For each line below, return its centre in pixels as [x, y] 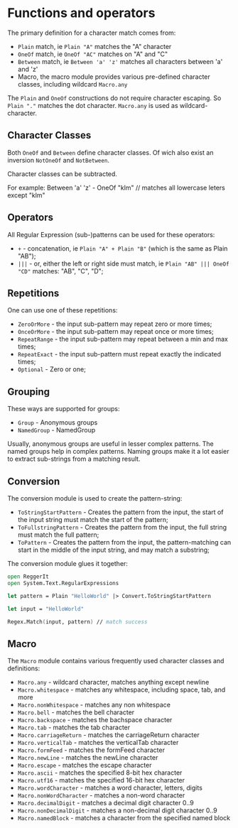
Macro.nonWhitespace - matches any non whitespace [94, 705]
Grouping [29, 392]
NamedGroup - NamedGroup [56, 430]
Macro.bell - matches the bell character [76, 712]
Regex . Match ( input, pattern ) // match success [77, 622]
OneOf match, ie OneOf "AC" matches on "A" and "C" [93, 54]
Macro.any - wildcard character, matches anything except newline [113, 682]
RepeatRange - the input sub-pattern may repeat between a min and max [123, 339]
